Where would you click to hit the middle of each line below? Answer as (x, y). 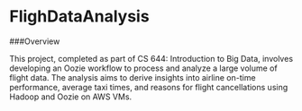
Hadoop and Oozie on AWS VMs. (71, 97)
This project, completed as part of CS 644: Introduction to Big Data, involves (151, 58)
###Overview (35, 41)
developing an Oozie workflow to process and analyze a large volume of (143, 68)
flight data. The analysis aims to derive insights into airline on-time (133, 77)
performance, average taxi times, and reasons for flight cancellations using (149, 87)
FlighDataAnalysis (80, 17)
